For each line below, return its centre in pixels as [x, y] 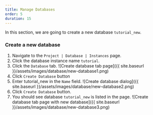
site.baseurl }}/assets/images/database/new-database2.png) [73, 86]
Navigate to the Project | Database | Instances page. [67, 55]
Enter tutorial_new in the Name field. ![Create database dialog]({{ [75, 81]
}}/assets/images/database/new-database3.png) [61, 107]
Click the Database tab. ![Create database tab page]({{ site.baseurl [78, 66]
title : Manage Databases [30, 9]
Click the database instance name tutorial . [56, 61]
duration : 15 [18, 18]
